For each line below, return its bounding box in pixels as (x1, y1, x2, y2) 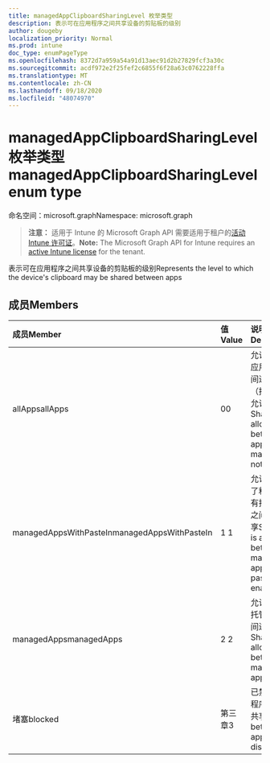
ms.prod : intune (8, 42, 63, 50)
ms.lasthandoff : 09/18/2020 (8, 86, 103, 95)
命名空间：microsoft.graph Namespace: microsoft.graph (8, 211, 193, 221)
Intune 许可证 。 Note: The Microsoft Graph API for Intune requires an (27, 238, 256, 248)
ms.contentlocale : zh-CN (8, 79, 92, 87)
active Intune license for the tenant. (27, 247, 146, 257)
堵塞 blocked (12, 714, 59, 724)
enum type (8, 183, 82, 201)
